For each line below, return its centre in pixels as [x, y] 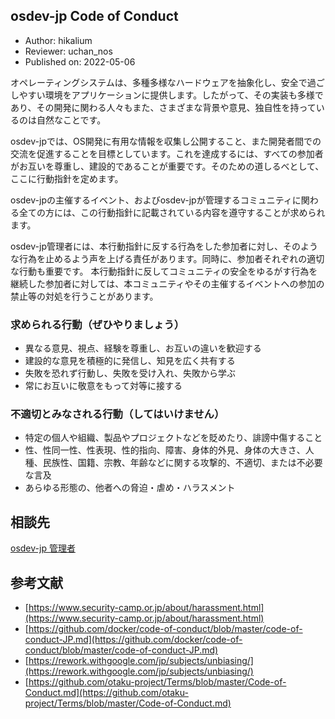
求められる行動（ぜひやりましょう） [97, 324]
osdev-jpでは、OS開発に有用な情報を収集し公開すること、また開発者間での [166, 141]
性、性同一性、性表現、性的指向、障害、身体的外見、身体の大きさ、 [165, 450]
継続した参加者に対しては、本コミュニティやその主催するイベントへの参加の [167, 283]
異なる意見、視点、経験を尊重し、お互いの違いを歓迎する [143, 348]
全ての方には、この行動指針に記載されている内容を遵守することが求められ [172, 212]
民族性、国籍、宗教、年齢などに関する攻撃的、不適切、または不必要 [182, 463]
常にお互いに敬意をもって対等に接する [103, 386]
